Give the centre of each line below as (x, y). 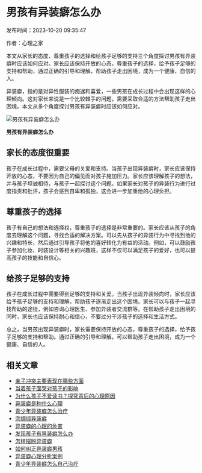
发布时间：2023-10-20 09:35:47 (46, 30)
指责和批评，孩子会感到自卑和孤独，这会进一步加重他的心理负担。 (93, 191)
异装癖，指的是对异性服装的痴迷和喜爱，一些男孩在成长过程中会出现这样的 (98, 91)
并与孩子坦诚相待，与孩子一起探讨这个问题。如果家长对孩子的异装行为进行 (98, 183)
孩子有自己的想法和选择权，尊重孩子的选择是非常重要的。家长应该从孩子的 (98, 227)
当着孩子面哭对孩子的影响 (47, 389)
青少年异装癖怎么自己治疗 (47, 464)
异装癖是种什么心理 (39, 404)
